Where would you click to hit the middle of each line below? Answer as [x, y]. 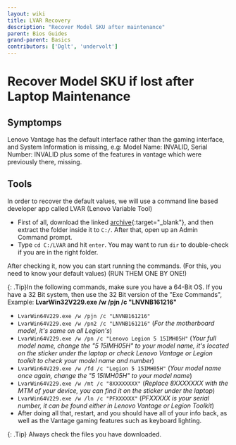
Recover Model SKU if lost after [101, 81]
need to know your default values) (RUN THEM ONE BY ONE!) [97, 273]
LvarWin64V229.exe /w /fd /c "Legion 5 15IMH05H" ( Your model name [119, 368]
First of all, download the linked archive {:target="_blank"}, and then [115, 222]
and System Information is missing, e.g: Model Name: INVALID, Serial [107, 147]
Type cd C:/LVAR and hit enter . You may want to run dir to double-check [123, 245]
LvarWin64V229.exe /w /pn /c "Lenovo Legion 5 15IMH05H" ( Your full [117, 338]
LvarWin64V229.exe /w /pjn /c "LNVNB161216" [84, 316]
